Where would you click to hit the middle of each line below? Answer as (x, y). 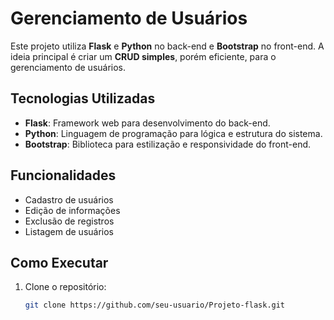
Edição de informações (72, 210)
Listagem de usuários (69, 231)
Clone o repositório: (65, 287)
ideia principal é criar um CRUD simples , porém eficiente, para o (143, 56)
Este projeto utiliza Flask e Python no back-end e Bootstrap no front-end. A (167, 46)
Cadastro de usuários (69, 199)
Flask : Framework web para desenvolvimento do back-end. (147, 123)
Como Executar (59, 262)
